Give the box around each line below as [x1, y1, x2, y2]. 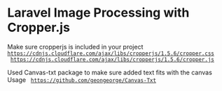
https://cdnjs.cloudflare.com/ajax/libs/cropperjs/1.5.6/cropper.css [7, 50, 215, 57]
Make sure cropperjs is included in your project [7, 42, 144, 51]
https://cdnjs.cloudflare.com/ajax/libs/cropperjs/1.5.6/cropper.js [10, 56, 215, 63]
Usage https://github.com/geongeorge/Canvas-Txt [7, 75, 156, 84]
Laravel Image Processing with [7, 5, 190, 21]
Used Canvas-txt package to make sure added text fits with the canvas [7, 68, 212, 76]
